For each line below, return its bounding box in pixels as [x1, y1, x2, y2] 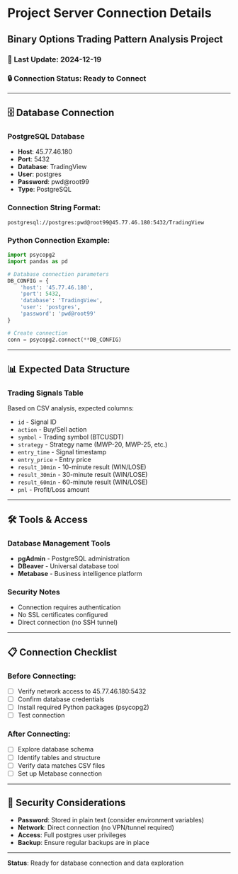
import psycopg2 [7, 251, 55, 259]
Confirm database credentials [17, 695, 105, 703]
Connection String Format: [7, 203, 101, 213]
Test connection [17, 711, 65, 720]
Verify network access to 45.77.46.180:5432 [17, 686, 147, 695]
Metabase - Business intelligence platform [17, 569, 143, 577]
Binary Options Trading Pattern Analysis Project [7, 33, 223, 45]
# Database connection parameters [7, 270, 110, 277]
